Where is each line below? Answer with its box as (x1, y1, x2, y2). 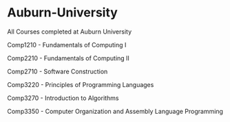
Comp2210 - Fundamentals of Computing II (7, 53, 129, 62)
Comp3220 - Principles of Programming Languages (7, 80, 154, 88)
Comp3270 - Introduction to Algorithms (7, 94, 119, 102)
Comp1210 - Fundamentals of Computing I (7, 40, 127, 49)
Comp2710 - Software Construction (7, 67, 108, 75)
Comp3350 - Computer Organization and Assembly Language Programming (7, 107, 224, 115)
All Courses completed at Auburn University (7, 27, 132, 36)
